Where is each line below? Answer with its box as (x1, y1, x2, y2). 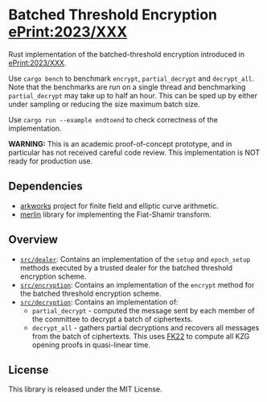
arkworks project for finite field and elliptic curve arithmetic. (19, 201, 219, 210)
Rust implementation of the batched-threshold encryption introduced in (8, 49, 245, 59)
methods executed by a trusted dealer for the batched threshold (19, 263, 233, 272)
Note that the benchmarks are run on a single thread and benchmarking (8, 82, 246, 92)
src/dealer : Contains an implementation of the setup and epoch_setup (19, 254, 251, 263)
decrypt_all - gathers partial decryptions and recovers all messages (31, 322, 260, 332)
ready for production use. (8, 155, 93, 166)
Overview (8, 233, 59, 247)
